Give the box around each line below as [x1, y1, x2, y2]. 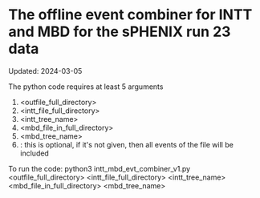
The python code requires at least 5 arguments [8, 82, 164, 91]
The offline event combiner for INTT [8, 6, 253, 24]
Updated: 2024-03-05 [8, 66, 83, 75]
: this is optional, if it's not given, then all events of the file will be [19, 139, 234, 149]
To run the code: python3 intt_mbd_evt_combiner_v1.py [8, 164, 191, 173]
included [19, 148, 50, 158]
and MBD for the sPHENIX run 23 [8, 22, 231, 41]
